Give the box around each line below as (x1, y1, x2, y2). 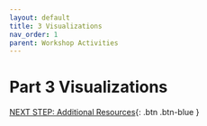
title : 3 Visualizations (9, 22, 103, 31)
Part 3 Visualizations (9, 77, 168, 97)
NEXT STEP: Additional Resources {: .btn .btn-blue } (9, 107, 200, 118)
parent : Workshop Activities (9, 38, 119, 48)
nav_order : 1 (9, 30, 58, 39)
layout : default (9, 13, 70, 22)
